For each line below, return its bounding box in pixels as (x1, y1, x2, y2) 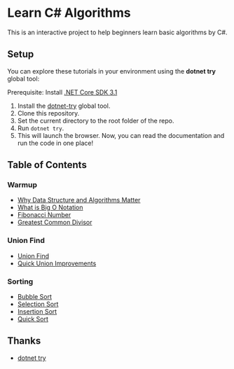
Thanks (7, 335, 41, 347)
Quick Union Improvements (17, 259, 97, 267)
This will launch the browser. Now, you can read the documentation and (17, 131, 225, 139)
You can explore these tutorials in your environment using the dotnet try (7, 67, 216, 75)
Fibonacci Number (17, 211, 71, 219)
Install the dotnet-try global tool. (17, 102, 111, 110)
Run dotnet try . (17, 124, 64, 132)
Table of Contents (7, 159, 88, 171)
